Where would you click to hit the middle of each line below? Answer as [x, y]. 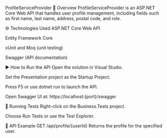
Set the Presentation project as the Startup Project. [58, 77]
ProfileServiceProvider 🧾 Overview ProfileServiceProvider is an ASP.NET [80, 8]
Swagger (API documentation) [36, 57]
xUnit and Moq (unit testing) [34, 48]
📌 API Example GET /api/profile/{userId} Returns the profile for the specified [84, 126]
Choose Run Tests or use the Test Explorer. [50, 116]
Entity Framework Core [29, 38]
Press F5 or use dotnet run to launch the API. [52, 87]
